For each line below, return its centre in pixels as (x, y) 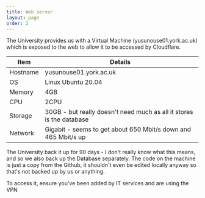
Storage (21, 116)
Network (22, 133)
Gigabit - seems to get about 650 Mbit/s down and (118, 130)
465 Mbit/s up (65, 137)
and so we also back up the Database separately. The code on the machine (101, 158)
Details (120, 62)
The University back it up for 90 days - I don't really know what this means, (101, 152)
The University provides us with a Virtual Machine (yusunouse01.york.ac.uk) (102, 41)
